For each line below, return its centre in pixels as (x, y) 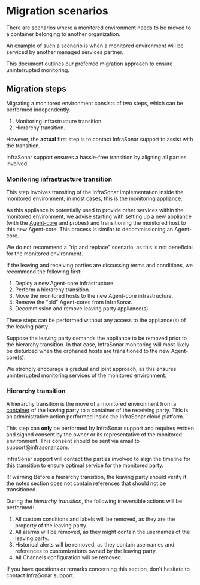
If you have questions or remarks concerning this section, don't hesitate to (98, 569)
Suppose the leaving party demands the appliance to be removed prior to (97, 338)
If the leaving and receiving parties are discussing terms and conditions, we (100, 266)
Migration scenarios (57, 11)
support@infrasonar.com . (38, 447)
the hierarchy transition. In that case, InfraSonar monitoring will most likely (98, 345)
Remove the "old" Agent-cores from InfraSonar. (74, 302)
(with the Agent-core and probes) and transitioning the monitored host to (96, 223)
